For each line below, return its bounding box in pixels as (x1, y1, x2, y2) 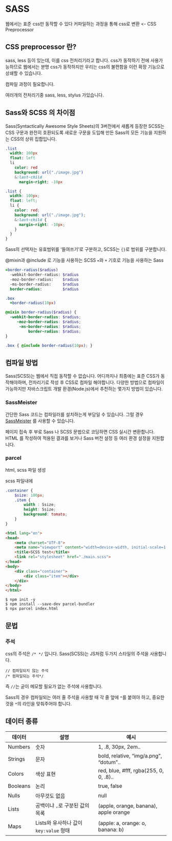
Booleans (8, 782, 31, 789)
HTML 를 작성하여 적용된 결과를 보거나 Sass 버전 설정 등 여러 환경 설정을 (5, 435, 151, 441)
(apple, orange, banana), (98, 802, 158, 809)
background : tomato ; (24, 512, 68, 517)
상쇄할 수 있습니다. (5, 70, 42, 76)
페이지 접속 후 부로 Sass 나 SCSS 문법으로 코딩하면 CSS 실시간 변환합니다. (5, 428, 155, 435)
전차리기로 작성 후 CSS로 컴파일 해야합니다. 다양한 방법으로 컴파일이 (28, 379, 165, 385)
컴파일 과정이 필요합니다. (5, 81, 55, 87)
